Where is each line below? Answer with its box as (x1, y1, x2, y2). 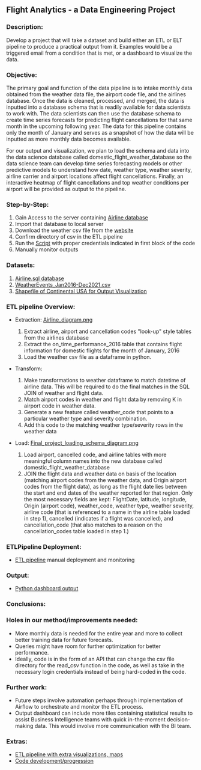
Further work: (6, 683, 47, 691)
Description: (6, 23, 43, 31)
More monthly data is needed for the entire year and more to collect (14, 629, 183, 637)
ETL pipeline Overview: (6, 302, 76, 311)
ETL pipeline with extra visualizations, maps (14, 751, 124, 758)
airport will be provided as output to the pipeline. (6, 185, 127, 192)
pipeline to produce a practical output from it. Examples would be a (6, 43, 172, 50)
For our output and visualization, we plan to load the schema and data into (6, 147, 190, 154)
